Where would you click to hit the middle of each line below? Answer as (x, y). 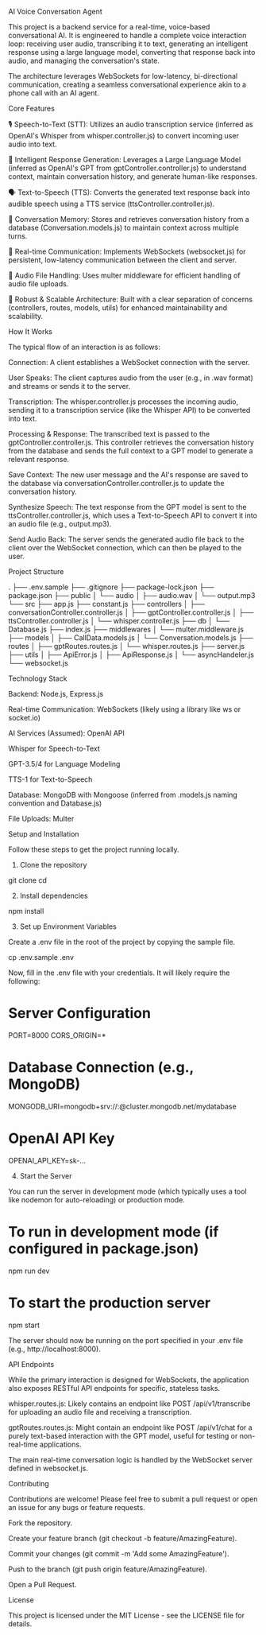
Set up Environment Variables (68, 926)
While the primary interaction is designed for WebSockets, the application (129, 1380)
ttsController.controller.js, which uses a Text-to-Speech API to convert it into (133, 515)
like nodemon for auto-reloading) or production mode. (96, 1199)
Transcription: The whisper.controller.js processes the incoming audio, (123, 402)
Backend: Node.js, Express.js (56, 694)
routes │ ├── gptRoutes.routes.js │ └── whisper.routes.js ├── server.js (126, 646)
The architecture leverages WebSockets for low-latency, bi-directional (123, 76)
